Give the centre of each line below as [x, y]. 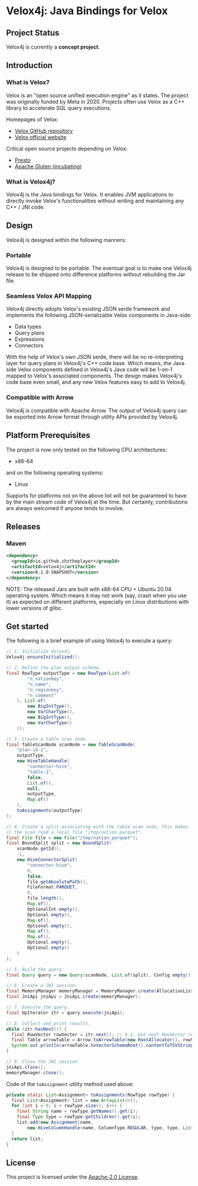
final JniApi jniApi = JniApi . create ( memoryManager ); [74, 997]
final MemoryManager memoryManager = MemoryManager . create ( [82, 991]
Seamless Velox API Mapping [49, 296]
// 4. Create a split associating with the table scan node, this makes [97, 827]
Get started [27, 626]
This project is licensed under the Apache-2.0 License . [73, 1177]
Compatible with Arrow [40, 398]
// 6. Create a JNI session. [42, 986]
